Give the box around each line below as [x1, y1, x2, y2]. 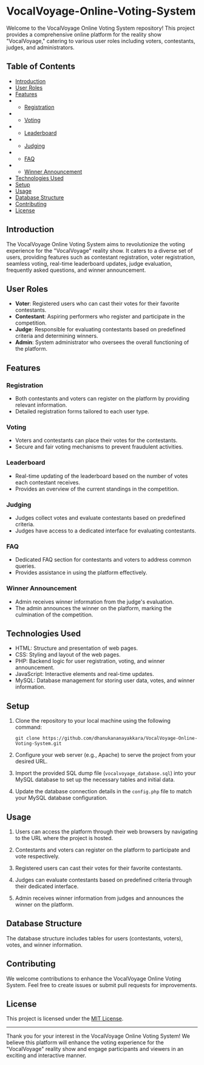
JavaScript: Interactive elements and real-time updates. [15, 670, 154, 678]
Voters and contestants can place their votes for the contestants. [15, 436, 178, 444]
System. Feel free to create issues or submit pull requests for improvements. [6, 981, 197, 988]
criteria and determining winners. [15, 333, 98, 340]
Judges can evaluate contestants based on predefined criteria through [15, 876, 192, 883]
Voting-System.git [15, 740, 62, 747]
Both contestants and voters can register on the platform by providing [15, 395, 190, 402]
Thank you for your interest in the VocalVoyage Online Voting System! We [6, 1032, 190, 1040]
